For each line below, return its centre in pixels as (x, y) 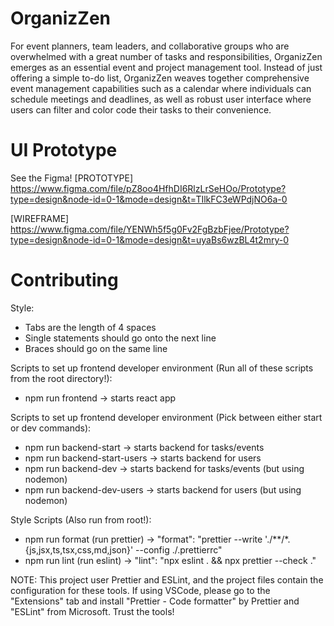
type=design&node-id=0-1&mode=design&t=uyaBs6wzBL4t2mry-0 (149, 239)
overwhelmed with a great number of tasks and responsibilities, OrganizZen (166, 56)
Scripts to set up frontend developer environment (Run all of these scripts (162, 368)
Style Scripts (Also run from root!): (81, 519)
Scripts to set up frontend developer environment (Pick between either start (166, 417)
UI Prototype (64, 150)
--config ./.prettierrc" (179, 549)
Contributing (64, 280)
